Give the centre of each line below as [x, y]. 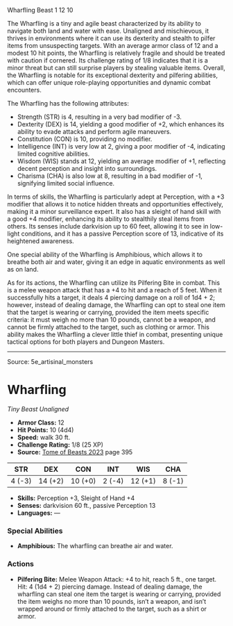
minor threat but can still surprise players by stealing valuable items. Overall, [116, 68]
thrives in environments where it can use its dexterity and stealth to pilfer [111, 38]
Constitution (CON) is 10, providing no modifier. [85, 139]
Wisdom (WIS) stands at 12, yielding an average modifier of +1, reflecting [121, 161]
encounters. [24, 90]
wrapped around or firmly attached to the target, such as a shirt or [112, 609]
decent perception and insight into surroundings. [87, 168]
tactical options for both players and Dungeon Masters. [86, 342]
